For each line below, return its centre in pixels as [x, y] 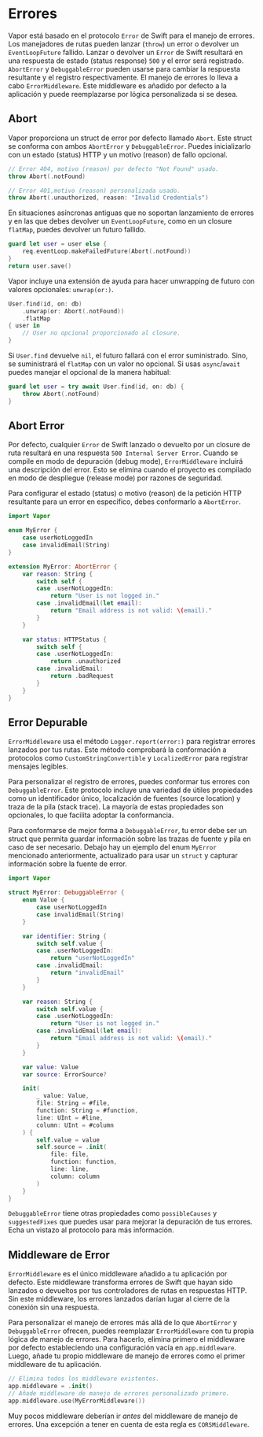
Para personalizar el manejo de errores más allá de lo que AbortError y [123, 1323]
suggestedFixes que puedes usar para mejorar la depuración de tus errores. [130, 1222]
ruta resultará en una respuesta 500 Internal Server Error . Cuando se [123, 453]
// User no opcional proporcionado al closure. [101, 333]
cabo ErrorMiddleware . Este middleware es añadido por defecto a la [118, 85]
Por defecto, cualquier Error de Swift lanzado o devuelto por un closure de [130, 445]
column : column [75, 1176]
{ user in [24, 326]
